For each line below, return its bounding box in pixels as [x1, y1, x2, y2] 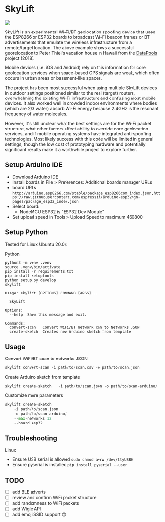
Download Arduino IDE [12, 174, 58, 180]
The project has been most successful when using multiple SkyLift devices [5, 85, 157, 91]
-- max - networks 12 [14, 416, 52, 421]
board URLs [12, 184, 37, 190]
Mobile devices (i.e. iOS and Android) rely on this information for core [5, 65, 146, 70]
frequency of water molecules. [5, 111, 67, 117]
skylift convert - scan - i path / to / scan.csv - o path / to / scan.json [5, 365, 140, 370]
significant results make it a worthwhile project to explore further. [5, 146, 137, 152]
